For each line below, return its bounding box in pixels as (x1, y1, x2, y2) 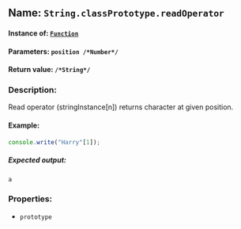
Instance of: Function (8, 28, 79, 38)
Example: (8, 120, 40, 130)
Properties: (8, 193, 53, 204)
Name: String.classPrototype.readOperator (8, 6, 225, 20)
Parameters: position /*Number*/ (8, 47, 119, 56)
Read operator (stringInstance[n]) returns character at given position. (8, 102, 234, 112)
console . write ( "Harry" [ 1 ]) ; (8, 138, 101, 146)
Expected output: (8, 155, 67, 165)
